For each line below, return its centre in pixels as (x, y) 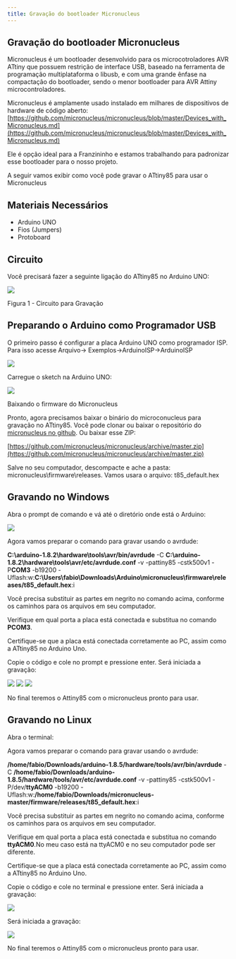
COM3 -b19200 (34, 570)
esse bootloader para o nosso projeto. (63, 162)
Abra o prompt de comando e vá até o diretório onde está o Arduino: (107, 514)
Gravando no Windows (58, 498)
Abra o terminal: (31, 737)
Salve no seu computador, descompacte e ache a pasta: (89, 467)
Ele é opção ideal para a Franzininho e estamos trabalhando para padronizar (118, 154)
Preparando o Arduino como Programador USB (112, 326)
